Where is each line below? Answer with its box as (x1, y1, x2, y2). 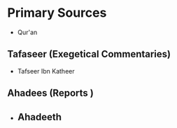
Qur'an (17, 28, 38, 36)
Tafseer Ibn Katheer (17, 66, 75, 75)
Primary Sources (7, 5, 107, 21)
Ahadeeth (17, 111, 62, 123)
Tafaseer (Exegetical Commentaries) (7, 48, 171, 60)
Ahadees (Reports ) (7, 87, 94, 99)
